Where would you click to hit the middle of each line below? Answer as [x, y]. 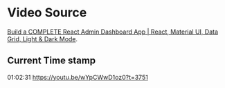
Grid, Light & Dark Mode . [43, 38]
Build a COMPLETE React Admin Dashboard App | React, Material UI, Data [113, 32]
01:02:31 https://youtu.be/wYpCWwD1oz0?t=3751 [78, 77]
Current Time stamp [52, 61]
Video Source [47, 13]
